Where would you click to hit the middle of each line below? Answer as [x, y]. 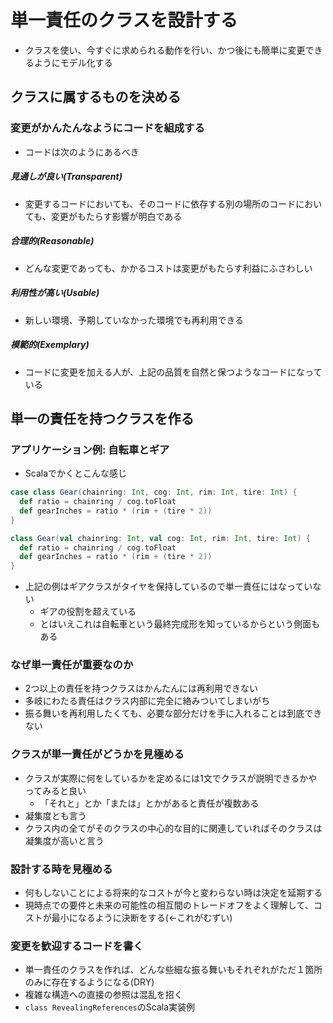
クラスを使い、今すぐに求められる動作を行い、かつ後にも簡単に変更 [165, 50]
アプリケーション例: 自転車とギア [90, 449]
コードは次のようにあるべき [82, 152]
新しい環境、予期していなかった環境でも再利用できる [134, 320]
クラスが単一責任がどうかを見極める [97, 754]
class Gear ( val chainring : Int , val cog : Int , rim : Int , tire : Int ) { [160, 538]
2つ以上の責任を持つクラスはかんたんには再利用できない [141, 688]
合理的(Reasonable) [52, 241]
